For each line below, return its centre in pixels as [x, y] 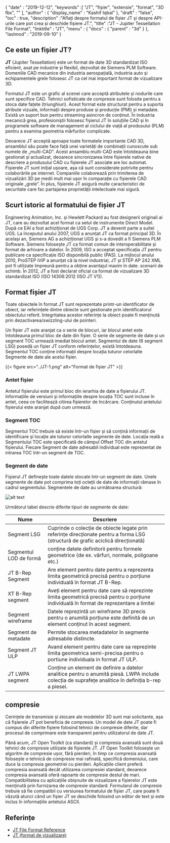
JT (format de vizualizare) [39, 835]
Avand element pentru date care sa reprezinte [102, 647]
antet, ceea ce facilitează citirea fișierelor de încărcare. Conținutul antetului [83, 402]
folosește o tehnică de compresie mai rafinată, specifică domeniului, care [82, 759]
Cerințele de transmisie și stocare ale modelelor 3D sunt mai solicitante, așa [84, 717]
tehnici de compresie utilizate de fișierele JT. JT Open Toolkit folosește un [82, 748]
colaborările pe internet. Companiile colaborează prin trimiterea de [75, 173]
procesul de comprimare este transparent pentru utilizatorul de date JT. [80, 733]
